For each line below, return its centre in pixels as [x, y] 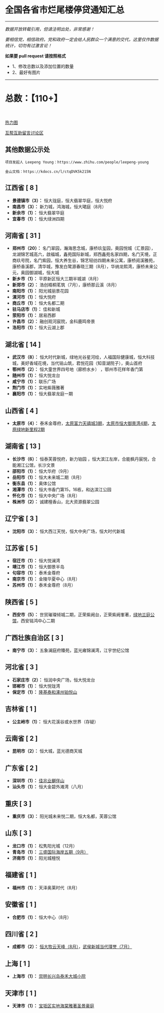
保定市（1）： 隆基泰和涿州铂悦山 [45, 692]
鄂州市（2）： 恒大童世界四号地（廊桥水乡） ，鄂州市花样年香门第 [78, 370]
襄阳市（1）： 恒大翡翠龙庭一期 [42, 394]
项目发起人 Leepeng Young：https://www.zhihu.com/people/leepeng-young [77, 162]
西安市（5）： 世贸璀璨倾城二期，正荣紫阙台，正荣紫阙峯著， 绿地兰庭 [81, 615]
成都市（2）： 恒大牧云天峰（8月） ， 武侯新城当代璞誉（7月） [72, 947]
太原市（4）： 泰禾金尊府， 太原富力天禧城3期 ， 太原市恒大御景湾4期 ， [82, 423]
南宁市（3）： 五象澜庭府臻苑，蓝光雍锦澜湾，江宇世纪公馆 [71, 650]
